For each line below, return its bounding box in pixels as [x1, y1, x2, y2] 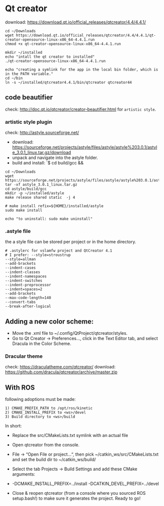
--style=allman [5, 257, 36, 262]
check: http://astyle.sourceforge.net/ [5, 130, 80, 136]
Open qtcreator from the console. [12, 442, 80, 448]
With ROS [5, 383, 35, 391]
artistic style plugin [5, 118, 52, 125]
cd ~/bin [5, 75, 23, 81]
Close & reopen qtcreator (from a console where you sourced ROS [12, 490, 146, 496]
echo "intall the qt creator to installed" [5, 54, 95, 59]
